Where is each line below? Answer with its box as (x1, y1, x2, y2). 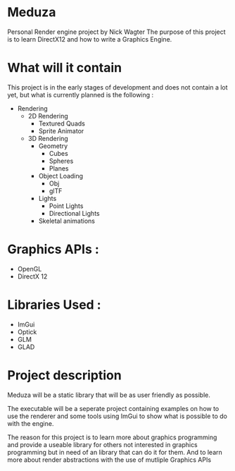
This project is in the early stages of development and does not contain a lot (7, 82, 228, 92)
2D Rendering (27, 111, 68, 120)
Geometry (38, 142, 68, 150)
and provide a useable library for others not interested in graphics (7, 440, 198, 448)
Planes (49, 164, 69, 173)
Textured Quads (38, 119, 86, 128)
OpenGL (17, 264, 42, 273)
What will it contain (7, 60, 122, 76)
